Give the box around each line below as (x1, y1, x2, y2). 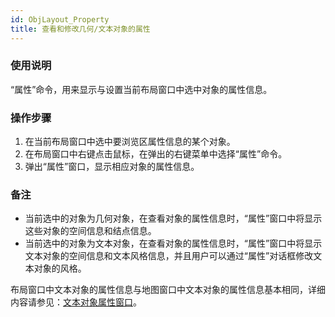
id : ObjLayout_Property (10, 14, 110, 25)
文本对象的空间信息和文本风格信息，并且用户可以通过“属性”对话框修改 (24, 250, 314, 262)
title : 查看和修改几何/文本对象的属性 (10, 24, 151, 34)
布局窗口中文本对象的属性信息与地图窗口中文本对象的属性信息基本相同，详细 (10, 284, 326, 296)
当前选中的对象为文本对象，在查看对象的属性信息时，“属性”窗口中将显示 (24, 237, 323, 250)
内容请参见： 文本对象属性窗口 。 (10, 296, 142, 308)
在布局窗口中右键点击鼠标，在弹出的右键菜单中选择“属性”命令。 (24, 148, 288, 160)
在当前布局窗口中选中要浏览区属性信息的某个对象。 (24, 136, 236, 148)
